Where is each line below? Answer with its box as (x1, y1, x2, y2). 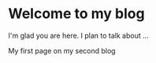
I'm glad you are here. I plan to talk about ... (8, 31, 150, 40)
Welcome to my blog (8, 5, 145, 23)
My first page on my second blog (8, 46, 116, 55)
